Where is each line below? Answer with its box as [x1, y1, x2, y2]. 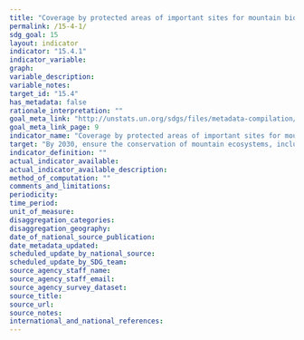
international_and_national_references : [9, 316, 165, 326]
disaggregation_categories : [9, 215, 116, 225]
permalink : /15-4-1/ [9, 22, 88, 31]
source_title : [9, 291, 63, 300]
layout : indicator [9, 38, 79, 48]
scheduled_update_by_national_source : [9, 249, 156, 258]
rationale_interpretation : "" [9, 106, 124, 115]
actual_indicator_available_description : [9, 165, 168, 174]
